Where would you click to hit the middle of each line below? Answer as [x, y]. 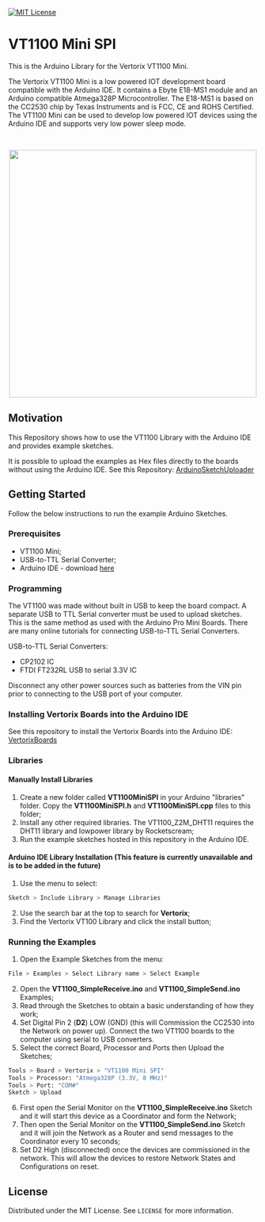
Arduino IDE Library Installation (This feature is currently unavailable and [131, 857]
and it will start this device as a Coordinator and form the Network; [128, 1116]
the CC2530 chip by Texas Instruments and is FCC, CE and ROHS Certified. [131, 106]
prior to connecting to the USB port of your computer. [96, 694]
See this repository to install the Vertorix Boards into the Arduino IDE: [121, 732]
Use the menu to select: [59, 883]
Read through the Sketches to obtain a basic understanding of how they [137, 1005]
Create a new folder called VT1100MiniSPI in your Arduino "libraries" [132, 797]
